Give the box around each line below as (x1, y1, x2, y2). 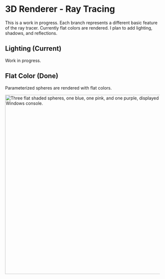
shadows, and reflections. (5, 30, 57, 36)
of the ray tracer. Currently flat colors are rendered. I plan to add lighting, (5, 25, 153, 31)
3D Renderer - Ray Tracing (5, 3, 115, 15)
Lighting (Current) (5, 44, 62, 53)
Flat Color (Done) (5, 72, 58, 80)
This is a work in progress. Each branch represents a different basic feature (5, 20, 158, 26)
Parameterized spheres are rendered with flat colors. (5, 85, 112, 91)
